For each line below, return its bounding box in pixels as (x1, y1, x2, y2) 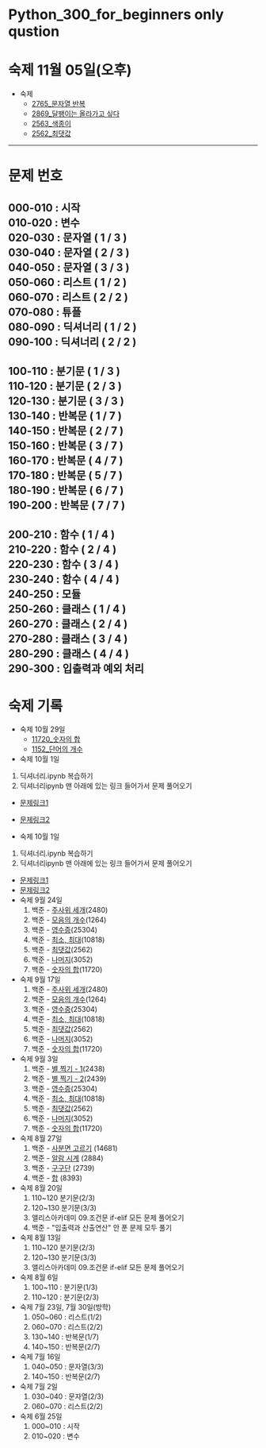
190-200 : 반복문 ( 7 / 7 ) (8, 499, 125, 512)
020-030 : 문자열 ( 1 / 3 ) (8, 230, 127, 244)
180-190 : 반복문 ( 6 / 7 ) (8, 484, 124, 497)
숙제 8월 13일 (19, 1233, 62, 1242)
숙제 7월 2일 (19, 1382, 58, 1392)
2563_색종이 (31, 119, 71, 129)
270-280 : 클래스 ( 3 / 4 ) (8, 632, 128, 646)
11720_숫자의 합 (31, 735, 81, 744)
